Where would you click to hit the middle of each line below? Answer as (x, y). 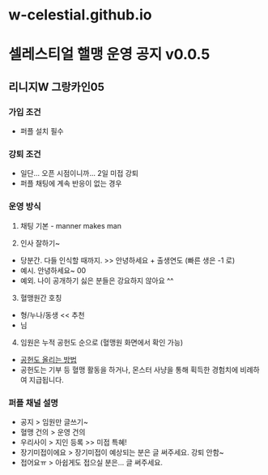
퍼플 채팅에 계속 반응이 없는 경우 (71, 183)
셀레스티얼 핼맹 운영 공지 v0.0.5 (109, 55)
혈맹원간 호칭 (41, 297)
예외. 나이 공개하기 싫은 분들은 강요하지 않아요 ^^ (97, 280)
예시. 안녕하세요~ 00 (53, 270)
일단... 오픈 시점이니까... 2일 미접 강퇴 (79, 173)
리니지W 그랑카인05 (57, 87)
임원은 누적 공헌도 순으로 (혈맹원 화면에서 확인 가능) (102, 342)
